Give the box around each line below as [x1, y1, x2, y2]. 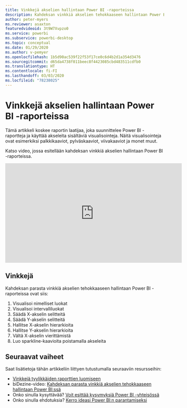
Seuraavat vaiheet [5, 352, 64, 361]
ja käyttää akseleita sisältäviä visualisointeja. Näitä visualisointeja [26, 132, 161, 139]
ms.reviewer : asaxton [5, 21, 51, 27]
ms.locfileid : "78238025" [5, 78, 59, 83]
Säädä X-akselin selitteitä [12, 311, 66, 317]
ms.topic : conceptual [5, 40, 51, 46]
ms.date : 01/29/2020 [5, 45, 49, 50]
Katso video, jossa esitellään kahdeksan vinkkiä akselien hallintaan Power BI [5, 148, 163, 154]
